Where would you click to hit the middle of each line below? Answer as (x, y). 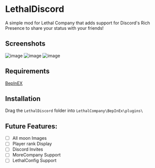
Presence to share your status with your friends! (54, 28)
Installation (23, 98)
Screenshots (25, 44)
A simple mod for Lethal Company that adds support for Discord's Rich (77, 23)
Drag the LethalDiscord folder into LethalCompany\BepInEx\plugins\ (74, 111)
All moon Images (30, 138)
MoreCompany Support (37, 155)
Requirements (27, 71)
